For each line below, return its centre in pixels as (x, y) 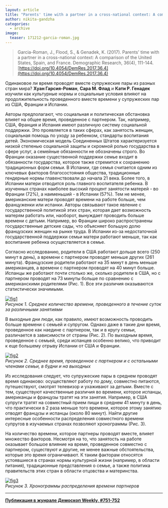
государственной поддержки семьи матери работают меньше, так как (81, 237)
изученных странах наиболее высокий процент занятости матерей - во (82, 189)
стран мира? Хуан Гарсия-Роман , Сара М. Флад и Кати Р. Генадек (77, 88)
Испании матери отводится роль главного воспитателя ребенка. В (77, 183)
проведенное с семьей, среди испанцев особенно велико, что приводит (83, 340)
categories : (17, 24)
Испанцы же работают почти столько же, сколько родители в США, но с (83, 273)
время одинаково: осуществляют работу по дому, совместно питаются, (83, 381)
